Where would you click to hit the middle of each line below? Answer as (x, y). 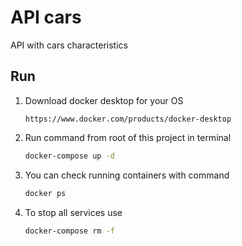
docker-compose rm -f (69, 231)
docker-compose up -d (69, 156)
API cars (46, 17)
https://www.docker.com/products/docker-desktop (128, 119)
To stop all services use (73, 212)
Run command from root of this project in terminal (128, 137)
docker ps (45, 193)
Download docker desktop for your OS (104, 100)
